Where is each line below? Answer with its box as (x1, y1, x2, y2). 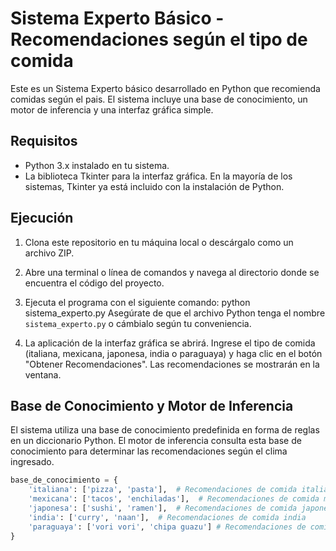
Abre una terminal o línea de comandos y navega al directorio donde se (24, 266, 320, 278)
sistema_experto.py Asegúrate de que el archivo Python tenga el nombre (24, 307, 326, 319)
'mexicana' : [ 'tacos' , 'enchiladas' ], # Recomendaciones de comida (28, 494, 320, 504)
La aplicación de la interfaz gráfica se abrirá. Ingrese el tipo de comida (24, 337, 316, 349)
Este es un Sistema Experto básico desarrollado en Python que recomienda (10, 82, 321, 94)
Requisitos (10, 133, 78, 150)
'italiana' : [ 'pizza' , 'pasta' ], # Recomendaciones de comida (28, 485, 298, 495)
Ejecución (10, 210, 74, 227)
